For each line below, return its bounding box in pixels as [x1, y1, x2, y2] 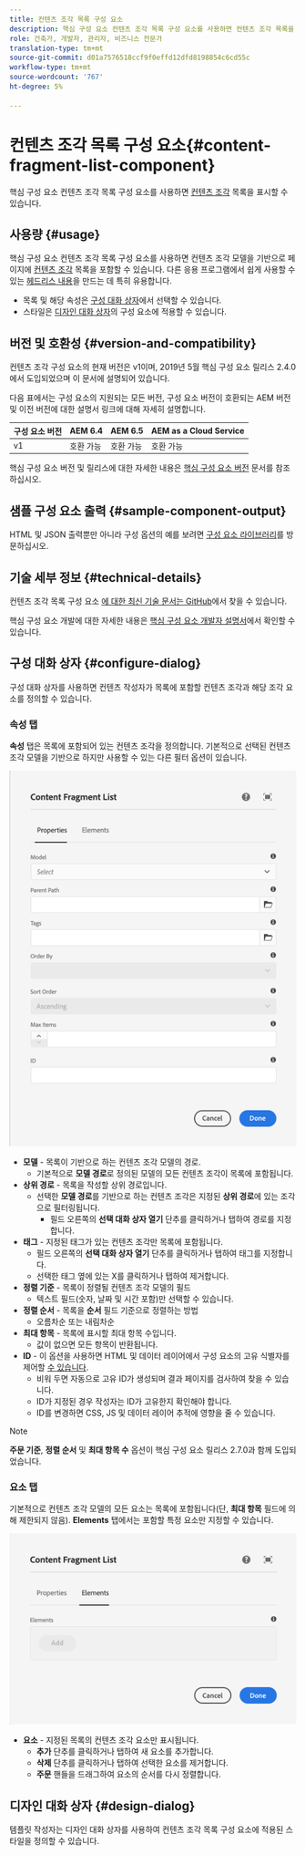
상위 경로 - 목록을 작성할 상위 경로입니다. [22, 1179, 168, 1190]
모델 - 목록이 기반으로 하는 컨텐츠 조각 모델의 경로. [22, 1156, 202, 1167]
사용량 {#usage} [9, 226, 101, 242]
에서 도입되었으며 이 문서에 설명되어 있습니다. [9, 373, 170, 384]
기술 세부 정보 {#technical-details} [9, 570, 202, 586]
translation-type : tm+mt [9, 44, 104, 53]
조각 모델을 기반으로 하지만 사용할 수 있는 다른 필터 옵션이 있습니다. [9, 752, 248, 763]
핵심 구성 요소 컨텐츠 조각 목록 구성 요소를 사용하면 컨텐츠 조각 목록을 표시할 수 [9, 186, 289, 197]
